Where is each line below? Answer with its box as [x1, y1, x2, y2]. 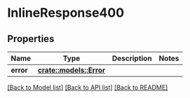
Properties [7, 33, 55, 45]
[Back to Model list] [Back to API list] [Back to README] [7, 83, 168, 92]
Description [111, 54, 152, 63]
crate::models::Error [37, 65, 106, 75]
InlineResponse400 [7, 5, 125, 21]
